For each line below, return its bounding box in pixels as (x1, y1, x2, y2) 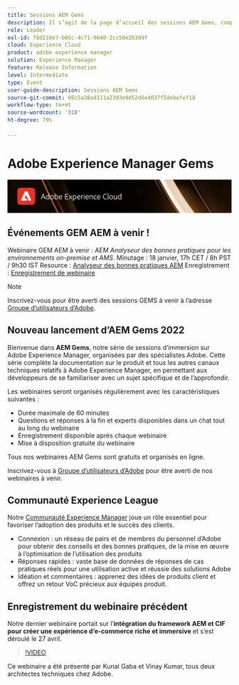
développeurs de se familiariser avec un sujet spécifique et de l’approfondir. (7, 373, 230, 382)
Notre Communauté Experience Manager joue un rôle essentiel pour (7, 513, 208, 522)
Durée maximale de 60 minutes (17, 408, 110, 417)
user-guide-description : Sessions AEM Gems (7, 86, 139, 94)
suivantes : (7, 395, 39, 403)
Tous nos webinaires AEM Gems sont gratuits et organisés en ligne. (7, 452, 205, 461)
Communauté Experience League (7, 494, 159, 506)
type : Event (7, 79, 43, 86)
